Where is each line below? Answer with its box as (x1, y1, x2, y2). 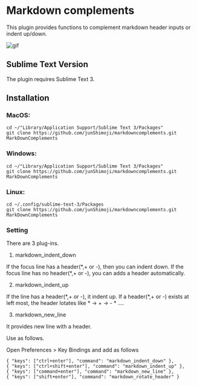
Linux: (6, 188, 25, 196)
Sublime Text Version (6, 59, 89, 70)
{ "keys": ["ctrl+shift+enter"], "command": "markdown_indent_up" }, (6, 364, 186, 370)
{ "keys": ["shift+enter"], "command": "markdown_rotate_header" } (6, 374, 180, 380)
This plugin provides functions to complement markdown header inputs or (6, 24, 191, 31)
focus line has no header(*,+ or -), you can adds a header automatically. (6, 270, 186, 277)
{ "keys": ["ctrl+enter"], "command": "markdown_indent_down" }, (6, 358, 174, 364)
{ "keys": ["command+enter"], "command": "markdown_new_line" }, (6, 368, 174, 375)
